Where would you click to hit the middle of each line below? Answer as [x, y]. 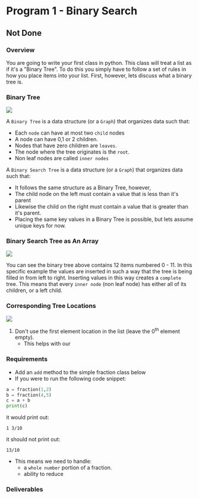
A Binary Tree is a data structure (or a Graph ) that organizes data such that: [98, 122]
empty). [24, 337]
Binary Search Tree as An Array [53, 241]
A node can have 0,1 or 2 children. [56, 139]
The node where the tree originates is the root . [72, 152]
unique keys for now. [40, 226]
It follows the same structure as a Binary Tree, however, [83, 188]
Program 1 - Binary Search [72, 11]
